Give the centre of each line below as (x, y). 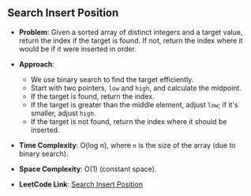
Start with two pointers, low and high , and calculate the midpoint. (136, 88)
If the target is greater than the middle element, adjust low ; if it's (134, 104)
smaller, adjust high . (63, 113)
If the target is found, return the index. (92, 96)
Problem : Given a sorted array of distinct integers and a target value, (131, 32)
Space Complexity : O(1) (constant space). (88, 168)
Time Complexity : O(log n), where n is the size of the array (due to (127, 145)
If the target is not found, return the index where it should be (129, 121)
